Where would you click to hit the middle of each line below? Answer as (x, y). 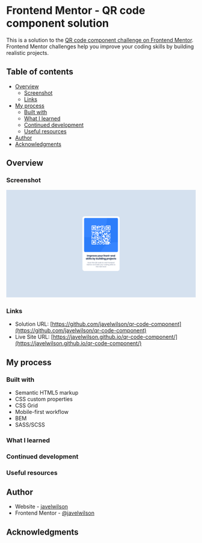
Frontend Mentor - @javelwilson (55, 513)
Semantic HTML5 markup (47, 392)
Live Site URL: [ (34, 337)
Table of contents (40, 72)
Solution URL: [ (33, 324)
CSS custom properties (44, 399)
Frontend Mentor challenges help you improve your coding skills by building (100, 46)
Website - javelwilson (41, 507)
